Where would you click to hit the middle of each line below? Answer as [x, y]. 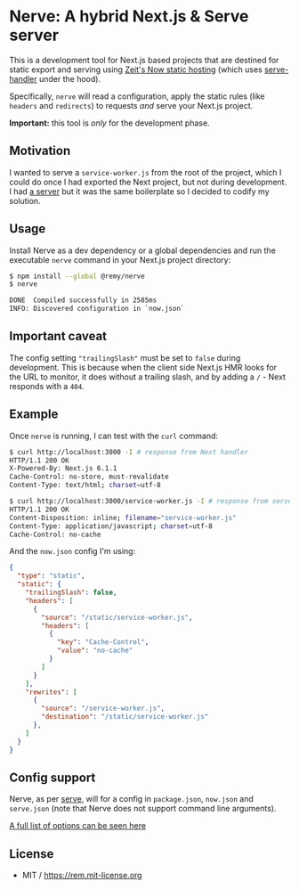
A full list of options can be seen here [78, 826]
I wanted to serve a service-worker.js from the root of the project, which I [145, 172]
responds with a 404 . [47, 386]
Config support [53, 777]
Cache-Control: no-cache [55, 534]
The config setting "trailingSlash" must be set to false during [125, 357]
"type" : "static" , [52, 576]
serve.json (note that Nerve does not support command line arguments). [143, 809]
